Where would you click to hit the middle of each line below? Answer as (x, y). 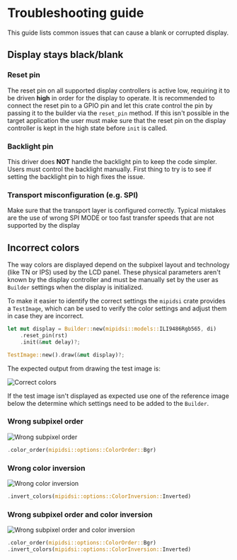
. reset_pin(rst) (44, 335)
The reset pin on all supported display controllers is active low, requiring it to (118, 91)
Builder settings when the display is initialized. (75, 287)
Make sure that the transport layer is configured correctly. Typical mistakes (117, 211)
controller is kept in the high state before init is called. (87, 128)
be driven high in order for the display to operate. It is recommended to (111, 98)
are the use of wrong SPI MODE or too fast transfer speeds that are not (111, 218)
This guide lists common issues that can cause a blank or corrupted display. (118, 33)
